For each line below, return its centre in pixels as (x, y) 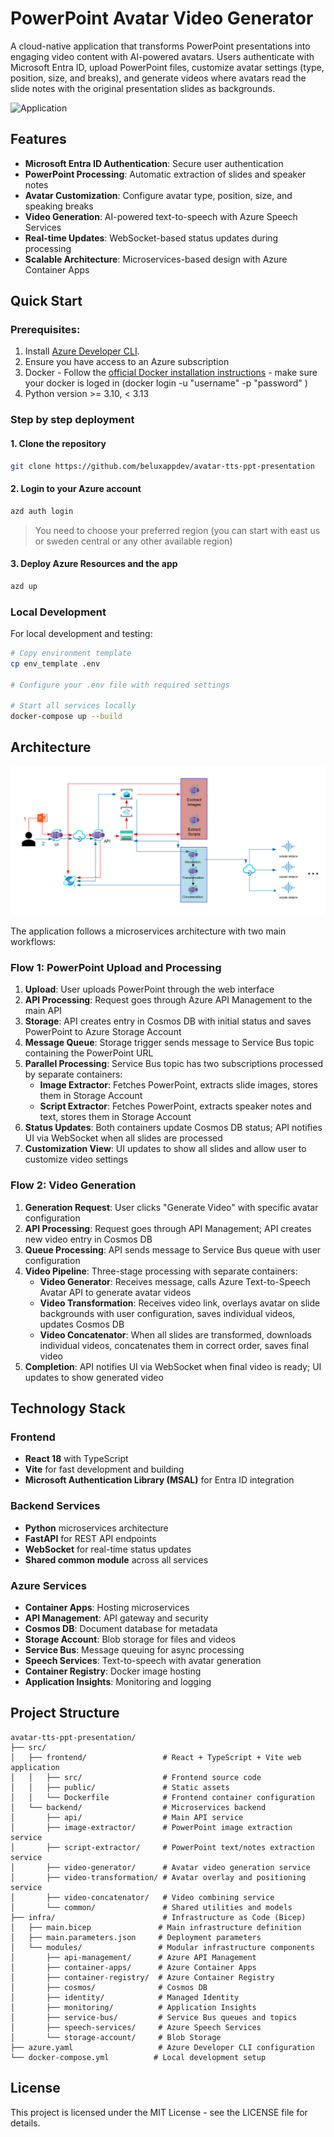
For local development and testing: (81, 633)
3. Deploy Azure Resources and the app (94, 564)
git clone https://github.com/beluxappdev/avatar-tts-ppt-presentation (162, 466)
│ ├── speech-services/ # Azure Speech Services (136, 2027)
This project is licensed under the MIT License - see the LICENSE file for (159, 2112)
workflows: (33, 942)
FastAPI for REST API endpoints (90, 1538)
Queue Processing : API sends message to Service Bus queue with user (173, 1249)
